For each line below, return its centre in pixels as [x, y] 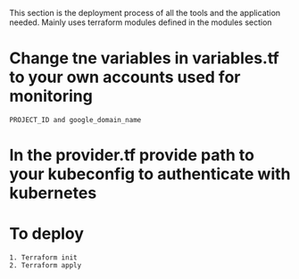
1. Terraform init [43, 258]
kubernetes [53, 193]
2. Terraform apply [46, 266]
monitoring [51, 96]
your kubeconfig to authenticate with [150, 174]
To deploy [47, 234]
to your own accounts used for [125, 77]
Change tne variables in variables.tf [144, 58]
